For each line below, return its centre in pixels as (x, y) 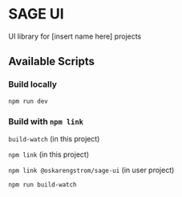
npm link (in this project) (49, 154)
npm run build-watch (43, 185)
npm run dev (28, 101)
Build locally (33, 84)
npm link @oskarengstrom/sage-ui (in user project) (91, 170)
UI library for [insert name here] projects (75, 36)
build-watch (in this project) (54, 138)
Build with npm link (46, 121)
